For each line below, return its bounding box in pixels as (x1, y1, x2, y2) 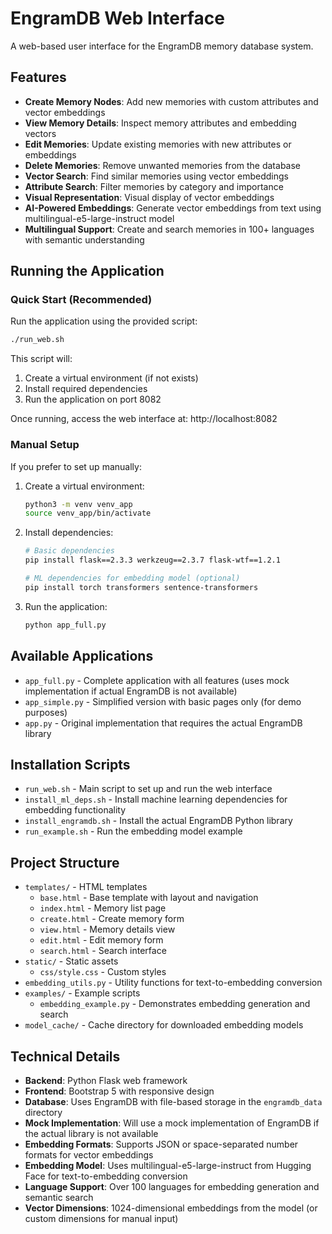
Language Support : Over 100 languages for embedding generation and (24, 1180, 320, 1192)
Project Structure (10, 854, 120, 871)
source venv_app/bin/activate (24, 508, 152, 519)
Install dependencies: (24, 527, 114, 539)
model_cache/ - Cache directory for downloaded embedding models (24, 1019, 304, 1031)
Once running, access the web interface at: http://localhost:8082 (10, 413, 278, 425)
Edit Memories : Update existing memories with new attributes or (24, 138, 292, 150)
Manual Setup (10, 438, 80, 452)
